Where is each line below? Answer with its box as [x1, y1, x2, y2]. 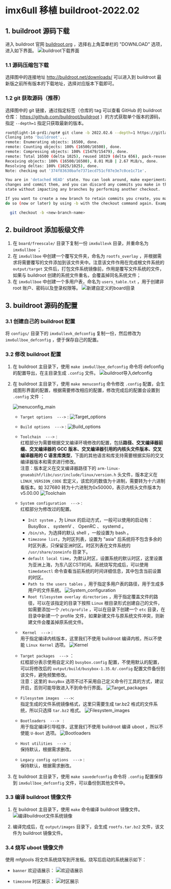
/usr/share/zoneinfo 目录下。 [27, 549, 91, 555]
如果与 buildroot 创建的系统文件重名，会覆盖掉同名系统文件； [12, 272, 141, 278]
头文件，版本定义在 [117, 471, 158, 477]
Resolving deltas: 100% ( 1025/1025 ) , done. [5, 163, 99, 169]
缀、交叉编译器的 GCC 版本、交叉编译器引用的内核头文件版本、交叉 [20, 446, 162, 452]
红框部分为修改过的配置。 [20, 506, 74, 512]
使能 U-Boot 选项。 [20, 730, 60, 736]
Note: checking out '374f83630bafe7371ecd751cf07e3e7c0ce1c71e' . [5, 168, 147, 173]
